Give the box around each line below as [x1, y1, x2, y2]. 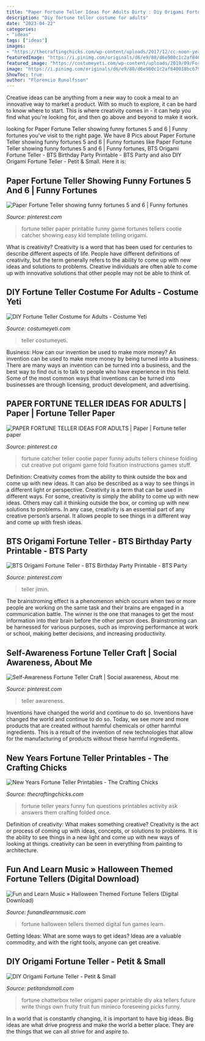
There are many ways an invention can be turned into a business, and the [6, 361, 191, 369]
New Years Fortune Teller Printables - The [6, 753, 169, 763]
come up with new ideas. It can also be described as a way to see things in [6, 480, 195, 487]
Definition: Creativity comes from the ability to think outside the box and [6, 473, 187, 480]
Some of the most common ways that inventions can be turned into [6, 374, 175, 382]
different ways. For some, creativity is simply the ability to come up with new [6, 492, 199, 500]
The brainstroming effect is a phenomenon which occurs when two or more [6, 598, 196, 605]
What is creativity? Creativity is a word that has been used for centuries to [6, 243, 193, 251]
